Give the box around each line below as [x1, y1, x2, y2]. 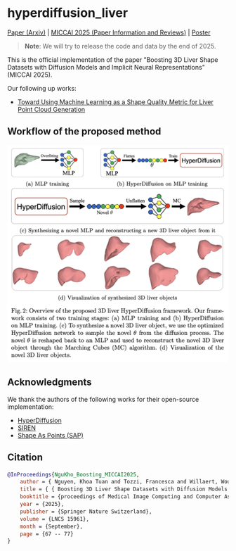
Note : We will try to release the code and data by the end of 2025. [24, 42, 216, 50]
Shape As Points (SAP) [17, 431, 84, 439]
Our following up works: [7, 84, 77, 92]
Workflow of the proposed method [7, 125, 162, 138]
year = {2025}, [20, 501, 65, 508]
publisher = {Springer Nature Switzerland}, [20, 508, 152, 515]
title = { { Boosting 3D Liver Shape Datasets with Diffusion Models [20, 486, 228, 493]
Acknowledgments [7, 376, 93, 388]
